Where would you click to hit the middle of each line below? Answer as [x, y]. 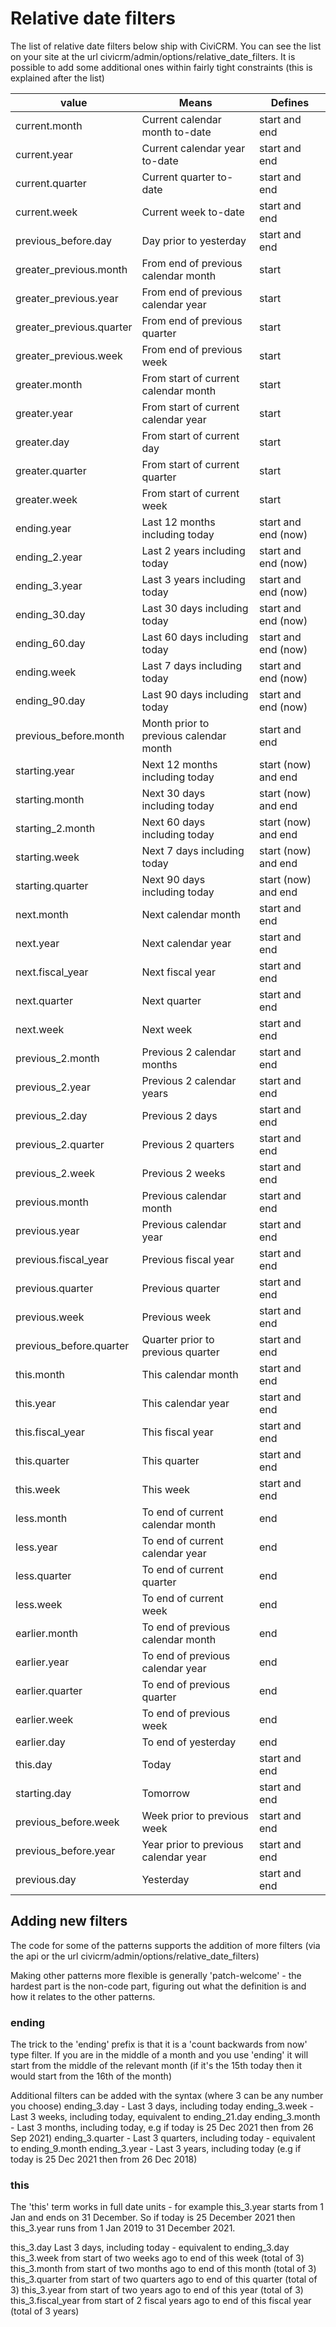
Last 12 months [178, 522]
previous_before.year [65, 1850]
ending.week [46, 672]
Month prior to [175, 723]
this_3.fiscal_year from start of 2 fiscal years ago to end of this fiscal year [161, 2301]
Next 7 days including [193, 850]
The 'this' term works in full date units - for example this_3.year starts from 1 [167, 2207]
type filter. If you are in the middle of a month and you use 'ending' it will [159, 2055]
